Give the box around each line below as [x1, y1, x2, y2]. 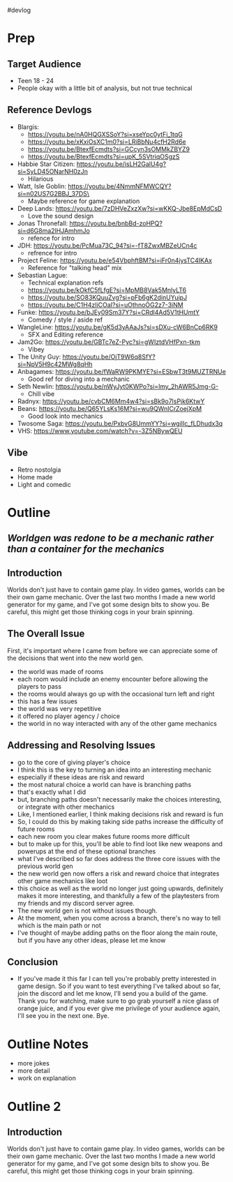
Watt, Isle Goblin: [17, 181, 67, 190]
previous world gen [17, 862, 73, 870]
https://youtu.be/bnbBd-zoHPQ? [69, 219, 163, 227]
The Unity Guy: [17, 352, 61, 361]
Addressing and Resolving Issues [7, 740, 156, 751]
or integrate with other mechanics [17, 802, 115, 811]
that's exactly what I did [17, 788, 87, 796]
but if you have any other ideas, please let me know [17, 936, 166, 944]
